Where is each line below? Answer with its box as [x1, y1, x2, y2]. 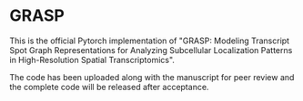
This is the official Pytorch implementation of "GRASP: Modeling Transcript [9, 35, 289, 46]
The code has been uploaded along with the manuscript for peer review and [9, 71, 295, 82]
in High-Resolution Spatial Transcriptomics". [9, 54, 176, 65]
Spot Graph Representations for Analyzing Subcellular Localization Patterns [9, 44, 293, 55]
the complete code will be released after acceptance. [9, 81, 209, 92]
